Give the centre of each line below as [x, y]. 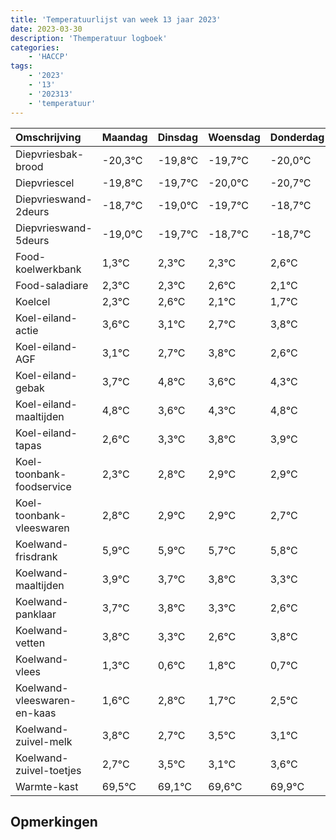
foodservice [43, 486]
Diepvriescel [45, 183]
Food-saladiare [52, 285]
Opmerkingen [54, 821]
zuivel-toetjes [48, 770]
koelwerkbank [48, 269]
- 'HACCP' [49, 57]
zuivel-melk [44, 741]
